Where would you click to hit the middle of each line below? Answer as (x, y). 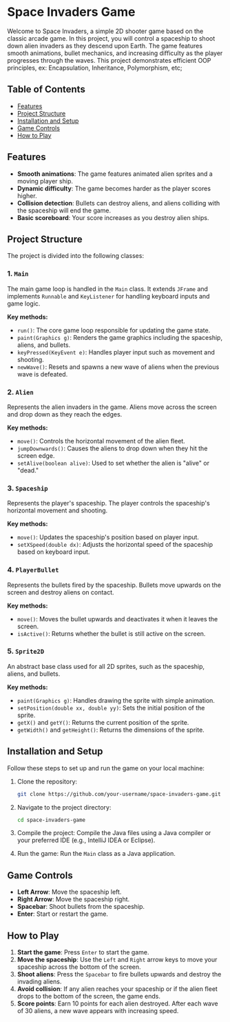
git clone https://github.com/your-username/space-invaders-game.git (119, 794)
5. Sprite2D (26, 651)
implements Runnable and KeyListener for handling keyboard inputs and (108, 296)
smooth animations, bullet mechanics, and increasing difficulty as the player (115, 53)
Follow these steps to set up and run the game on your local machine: (106, 768)
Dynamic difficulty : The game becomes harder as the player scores (114, 188)
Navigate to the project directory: (64, 807)
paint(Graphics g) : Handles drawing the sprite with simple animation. (116, 700)
